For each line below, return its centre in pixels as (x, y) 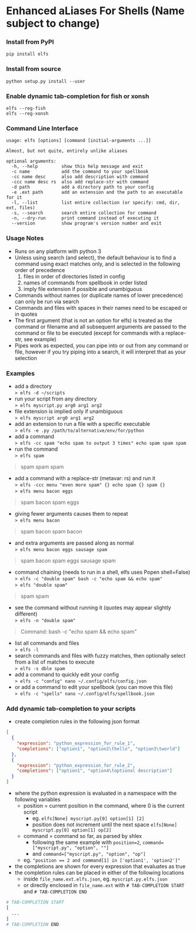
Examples (21, 373)
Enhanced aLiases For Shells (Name (95, 11)
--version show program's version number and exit (87, 224)
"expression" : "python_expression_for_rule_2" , (76, 765)
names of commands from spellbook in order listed (85, 283)
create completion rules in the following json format (77, 721)
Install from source (34, 69)
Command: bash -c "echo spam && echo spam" (79, 632)
